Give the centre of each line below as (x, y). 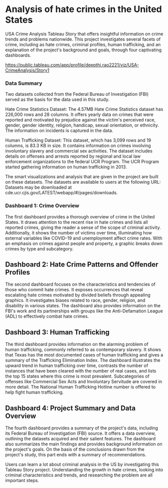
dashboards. (18, 55)
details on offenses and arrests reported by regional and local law (73, 156)
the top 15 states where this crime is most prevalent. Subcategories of (77, 376)
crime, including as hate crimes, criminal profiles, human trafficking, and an (83, 44)
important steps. (22, 480)
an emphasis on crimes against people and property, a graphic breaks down (84, 243)
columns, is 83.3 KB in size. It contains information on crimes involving (78, 146)
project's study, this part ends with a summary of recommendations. (76, 454)
